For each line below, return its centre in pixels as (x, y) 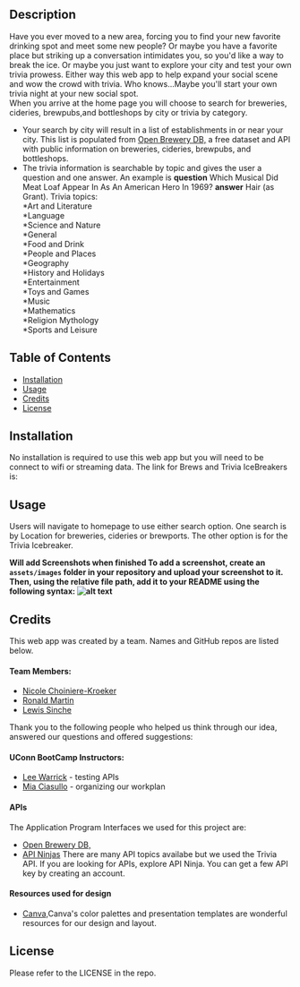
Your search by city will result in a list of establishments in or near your (153, 130)
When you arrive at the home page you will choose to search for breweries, (148, 103)
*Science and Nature (61, 225)
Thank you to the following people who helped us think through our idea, (143, 727)
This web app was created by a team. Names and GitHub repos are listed (144, 641)
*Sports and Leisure (60, 330)
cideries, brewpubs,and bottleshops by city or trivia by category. (129, 112)
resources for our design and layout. (89, 923)
